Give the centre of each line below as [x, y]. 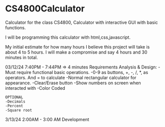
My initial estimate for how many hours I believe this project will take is [78, 47]
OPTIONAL [14, 97]
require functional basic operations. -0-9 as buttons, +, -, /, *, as [82, 72]
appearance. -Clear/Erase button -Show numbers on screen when [73, 83]
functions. [15, 27]
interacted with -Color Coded [35, 88]
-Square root [19, 110]
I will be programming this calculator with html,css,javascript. [68, 37]
